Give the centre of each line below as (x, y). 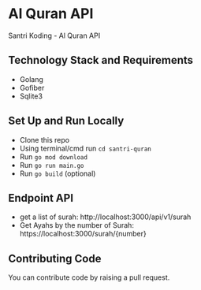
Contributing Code (55, 258)
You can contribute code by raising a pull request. (89, 277)
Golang (31, 79)
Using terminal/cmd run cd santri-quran (86, 148)
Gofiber (32, 87)
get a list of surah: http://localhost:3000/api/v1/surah (105, 217)
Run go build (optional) (58, 173)
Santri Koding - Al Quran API (54, 35)
